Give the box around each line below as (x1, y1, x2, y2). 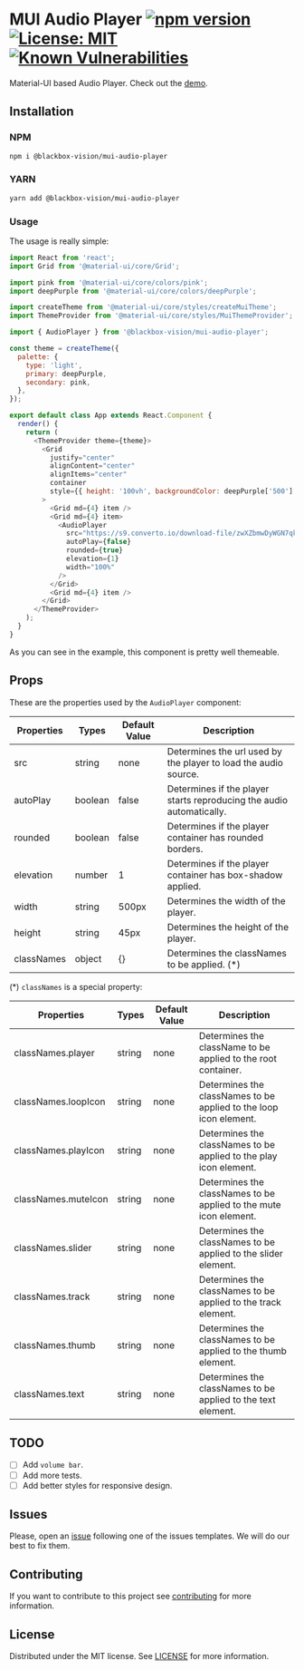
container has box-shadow (166, 869, 283, 881)
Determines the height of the (166, 920, 290, 933)
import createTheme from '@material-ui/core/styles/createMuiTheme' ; (9, 303, 278, 312)
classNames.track (14, 1290, 90, 1303)
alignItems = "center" (49, 470, 128, 480)
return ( (25, 427, 59, 437)
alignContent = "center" (49, 461, 136, 471)
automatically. (166, 805, 227, 818)
